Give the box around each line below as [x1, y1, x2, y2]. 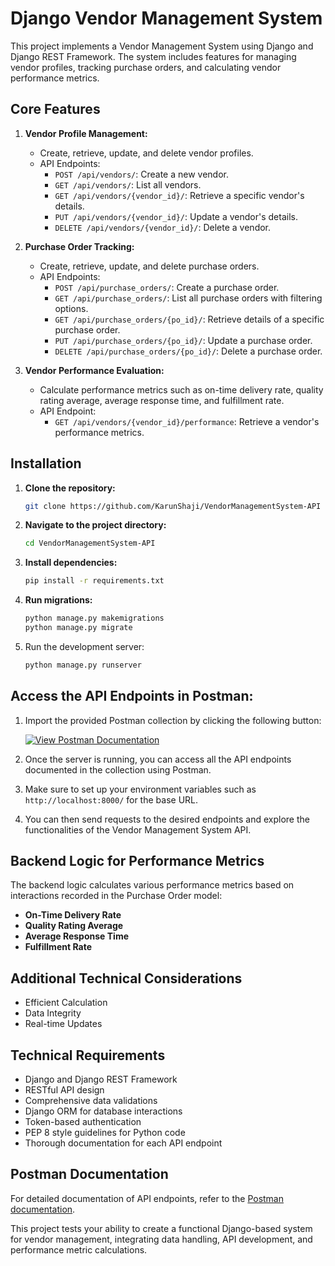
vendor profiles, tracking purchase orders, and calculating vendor [10, 61, 282, 73]
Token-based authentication [24, 1116, 142, 1128]
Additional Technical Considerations [10, 970, 243, 987]
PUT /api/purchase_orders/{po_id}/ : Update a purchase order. [54, 334, 313, 346]
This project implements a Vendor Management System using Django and [10, 40, 314, 52]
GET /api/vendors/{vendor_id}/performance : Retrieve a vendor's [54, 415, 320, 427]
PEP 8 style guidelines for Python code [24, 1127, 186, 1139]
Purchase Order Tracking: [24, 240, 135, 252]
